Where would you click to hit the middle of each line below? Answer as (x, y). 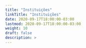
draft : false (19, 33)
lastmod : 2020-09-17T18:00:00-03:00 (43, 24)
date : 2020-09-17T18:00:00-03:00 (40, 19)
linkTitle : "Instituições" (33, 14)
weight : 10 (16, 28)
